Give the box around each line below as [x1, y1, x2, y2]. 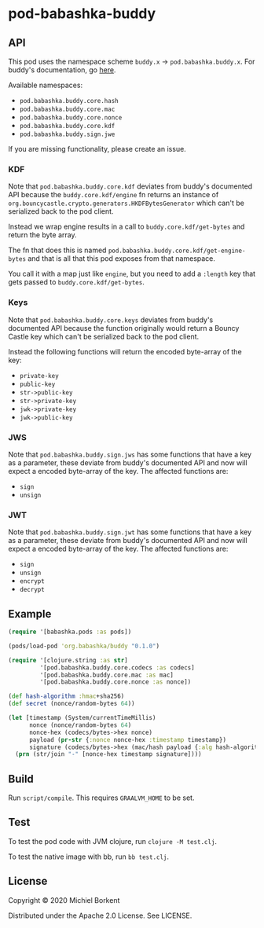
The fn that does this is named [8, 245, 107, 255]
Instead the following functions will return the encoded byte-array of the [8, 347, 242, 356]
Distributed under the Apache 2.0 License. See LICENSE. [8, 911, 192, 920]
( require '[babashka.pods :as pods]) [8, 628, 132, 636]
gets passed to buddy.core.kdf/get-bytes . [8, 277, 145, 287]
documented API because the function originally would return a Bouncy [8, 323, 240, 332]
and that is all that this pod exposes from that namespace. [27, 254, 216, 263]
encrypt [19, 578, 45, 585]
